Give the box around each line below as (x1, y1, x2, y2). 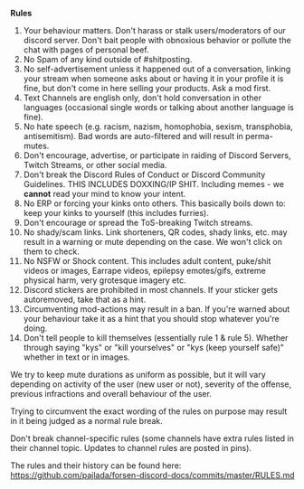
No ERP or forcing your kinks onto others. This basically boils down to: (23, 198, 286, 209)
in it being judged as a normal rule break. (10, 416, 164, 426)
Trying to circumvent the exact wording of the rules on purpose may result (10, 406, 288, 417)
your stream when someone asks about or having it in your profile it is (23, 73, 284, 84)
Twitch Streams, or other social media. (23, 160, 167, 170)
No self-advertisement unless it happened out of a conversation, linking (23, 63, 291, 74)
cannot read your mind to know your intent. (23, 189, 186, 199)
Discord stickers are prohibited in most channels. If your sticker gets (23, 285, 279, 295)
